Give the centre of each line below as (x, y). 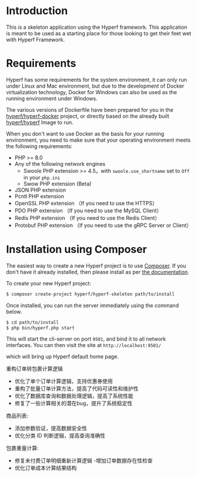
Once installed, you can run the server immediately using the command (93, 305)
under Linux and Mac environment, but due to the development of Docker (95, 86)
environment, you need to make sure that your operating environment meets (98, 140)
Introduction (37, 11)
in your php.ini (42, 177)
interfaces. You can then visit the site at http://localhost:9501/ (84, 345)
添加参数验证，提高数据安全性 (51, 428)
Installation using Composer (76, 250)
